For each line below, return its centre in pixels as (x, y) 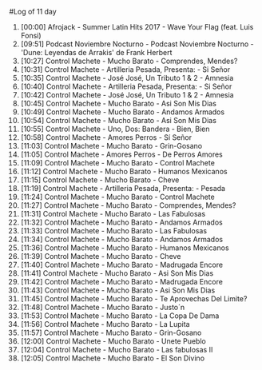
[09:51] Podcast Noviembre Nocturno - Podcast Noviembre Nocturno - (137, 44)
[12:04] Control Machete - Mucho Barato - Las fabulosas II (117, 350)
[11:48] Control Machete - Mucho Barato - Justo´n (103, 307)
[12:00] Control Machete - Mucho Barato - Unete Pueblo (113, 341)
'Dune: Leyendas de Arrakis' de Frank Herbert (96, 52)
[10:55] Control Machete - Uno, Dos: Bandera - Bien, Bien (115, 129)
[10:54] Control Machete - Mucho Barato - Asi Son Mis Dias (118, 120)
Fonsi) (31, 36)
